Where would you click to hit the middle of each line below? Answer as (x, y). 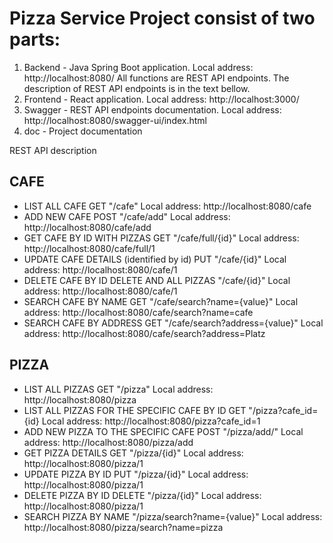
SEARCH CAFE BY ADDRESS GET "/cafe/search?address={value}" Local (173, 323)
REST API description (53, 150)
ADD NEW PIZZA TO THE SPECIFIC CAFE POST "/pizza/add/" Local (163, 431)
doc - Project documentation (83, 131)
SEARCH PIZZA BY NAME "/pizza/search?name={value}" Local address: (173, 516)
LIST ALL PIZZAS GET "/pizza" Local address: (118, 389)
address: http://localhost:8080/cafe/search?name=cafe (138, 312)
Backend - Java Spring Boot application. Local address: (138, 67)
